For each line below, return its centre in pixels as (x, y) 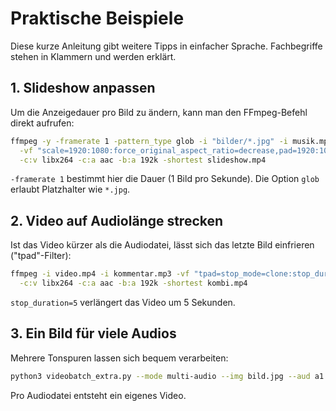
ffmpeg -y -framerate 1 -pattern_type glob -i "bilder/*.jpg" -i (149, 141)
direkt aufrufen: (42, 123)
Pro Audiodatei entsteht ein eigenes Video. (98, 395)
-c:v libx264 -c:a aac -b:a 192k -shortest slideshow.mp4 (143, 160)
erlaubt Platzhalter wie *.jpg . (70, 189)
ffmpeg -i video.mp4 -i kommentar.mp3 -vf (100, 274)
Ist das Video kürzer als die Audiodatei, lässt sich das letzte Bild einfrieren (162, 245)
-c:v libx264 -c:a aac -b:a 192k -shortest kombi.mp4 (133, 283)
